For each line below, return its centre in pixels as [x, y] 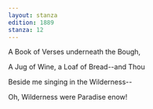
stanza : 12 [26, 30]
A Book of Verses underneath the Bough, [75, 52]
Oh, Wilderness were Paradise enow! [68, 97]
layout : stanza [33, 15]
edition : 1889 [31, 23]
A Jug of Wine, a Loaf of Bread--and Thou [76, 67]
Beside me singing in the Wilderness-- [70, 82]
